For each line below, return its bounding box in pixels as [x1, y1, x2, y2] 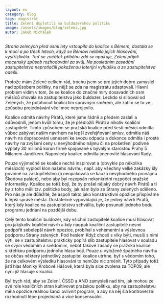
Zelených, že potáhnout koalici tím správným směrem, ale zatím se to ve [5, 100, 151, 105]
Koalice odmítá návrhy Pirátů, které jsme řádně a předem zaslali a [5, 115, 137, 120]
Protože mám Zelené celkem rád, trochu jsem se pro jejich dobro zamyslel [5, 79, 155, 85]
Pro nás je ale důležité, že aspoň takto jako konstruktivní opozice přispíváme [5, 191, 159, 197]
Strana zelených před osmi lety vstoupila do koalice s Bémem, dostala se [5, 44, 153, 49]
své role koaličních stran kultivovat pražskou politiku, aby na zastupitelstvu [5, 283, 156, 289]
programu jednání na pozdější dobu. [5, 207, 78, 213]
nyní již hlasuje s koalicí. [5, 269, 54, 274]
